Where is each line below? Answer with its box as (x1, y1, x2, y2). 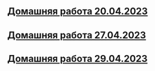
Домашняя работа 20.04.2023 (7, 6, 148, 17)
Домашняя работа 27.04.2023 (7, 29, 147, 41)
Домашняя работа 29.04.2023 (7, 53, 148, 65)
